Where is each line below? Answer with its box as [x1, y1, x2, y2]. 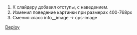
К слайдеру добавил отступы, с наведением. [12, 4, 109, 10]
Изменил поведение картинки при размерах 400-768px [12, 9, 133, 15]
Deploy [5, 24, 20, 30]
